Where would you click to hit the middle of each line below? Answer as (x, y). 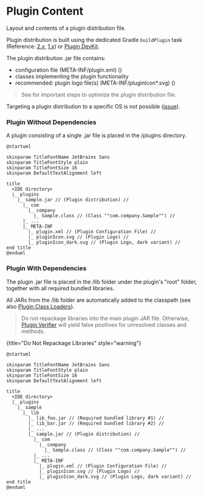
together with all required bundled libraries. (60, 288)
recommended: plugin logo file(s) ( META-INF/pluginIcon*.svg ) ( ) (95, 83)
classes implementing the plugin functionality (72, 76)
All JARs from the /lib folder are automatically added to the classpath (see (99, 300)
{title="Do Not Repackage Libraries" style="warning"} (74, 343)
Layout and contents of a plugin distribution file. (66, 28)
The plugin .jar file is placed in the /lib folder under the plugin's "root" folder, (102, 282)
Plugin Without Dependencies (51, 122)
